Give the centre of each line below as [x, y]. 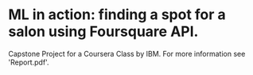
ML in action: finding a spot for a [117, 15]
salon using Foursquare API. [103, 32]
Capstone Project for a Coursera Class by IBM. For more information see [127, 53]
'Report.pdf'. [29, 62]
